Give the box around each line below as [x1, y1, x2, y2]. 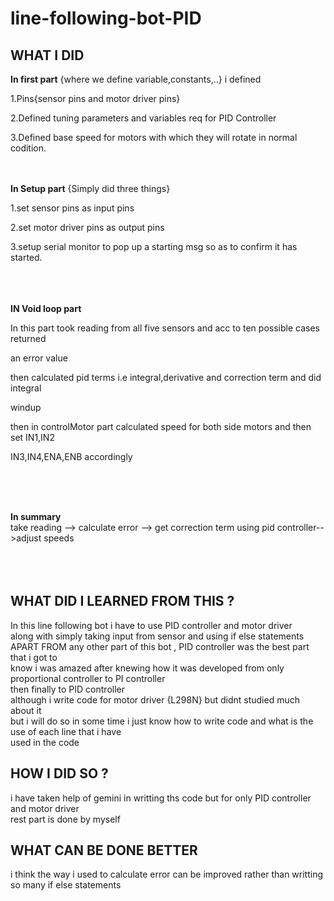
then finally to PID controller [10, 683, 125, 695]
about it [10, 704, 42, 716]
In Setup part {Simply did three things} [10, 183, 171, 194]
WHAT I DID [10, 47, 85, 64]
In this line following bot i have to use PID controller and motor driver [10, 619, 293, 631]
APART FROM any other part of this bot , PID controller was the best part [10, 640, 310, 652]
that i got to [10, 651, 58, 663]
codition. [10, 142, 47, 154]
